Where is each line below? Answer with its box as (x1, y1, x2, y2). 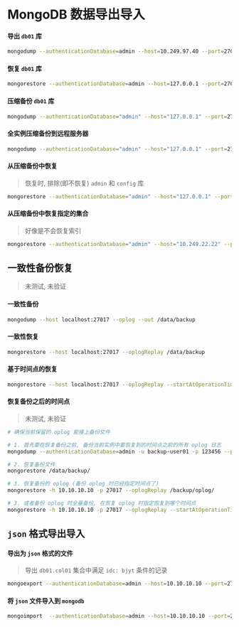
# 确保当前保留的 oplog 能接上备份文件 (7, 428, 110, 436)
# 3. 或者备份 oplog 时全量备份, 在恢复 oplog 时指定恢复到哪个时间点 (7, 500, 196, 507)
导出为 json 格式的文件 (7, 549, 73, 557)
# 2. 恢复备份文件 (7, 461, 55, 468)
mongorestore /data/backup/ (7, 467, 91, 475)
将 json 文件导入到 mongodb (7, 596, 85, 605)
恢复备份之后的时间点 (7, 397, 70, 406)
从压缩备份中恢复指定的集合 (7, 209, 89, 218)
